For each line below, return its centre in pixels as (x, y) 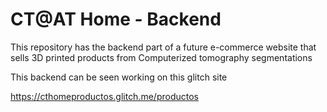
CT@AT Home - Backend (116, 19)
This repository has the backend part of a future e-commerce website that (163, 47)
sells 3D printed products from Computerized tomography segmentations (161, 57)
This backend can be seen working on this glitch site (119, 77)
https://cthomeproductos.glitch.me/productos (104, 96)
